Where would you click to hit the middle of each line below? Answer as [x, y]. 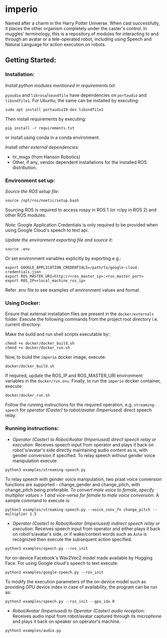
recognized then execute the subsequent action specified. [72, 539]
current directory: [23, 325]
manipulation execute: [35, 461]
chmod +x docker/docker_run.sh [38, 348]
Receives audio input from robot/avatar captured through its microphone [87, 616]
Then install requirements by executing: [46, 119]
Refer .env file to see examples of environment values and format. [73, 290]
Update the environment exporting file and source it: [59, 240]
